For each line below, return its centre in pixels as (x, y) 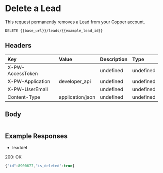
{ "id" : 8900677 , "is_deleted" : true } (40, 166)
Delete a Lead (33, 8)
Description (114, 59)
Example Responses (36, 136)
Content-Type (24, 97)
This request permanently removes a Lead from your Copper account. (75, 22)
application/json (77, 97)
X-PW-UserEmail (28, 89)
